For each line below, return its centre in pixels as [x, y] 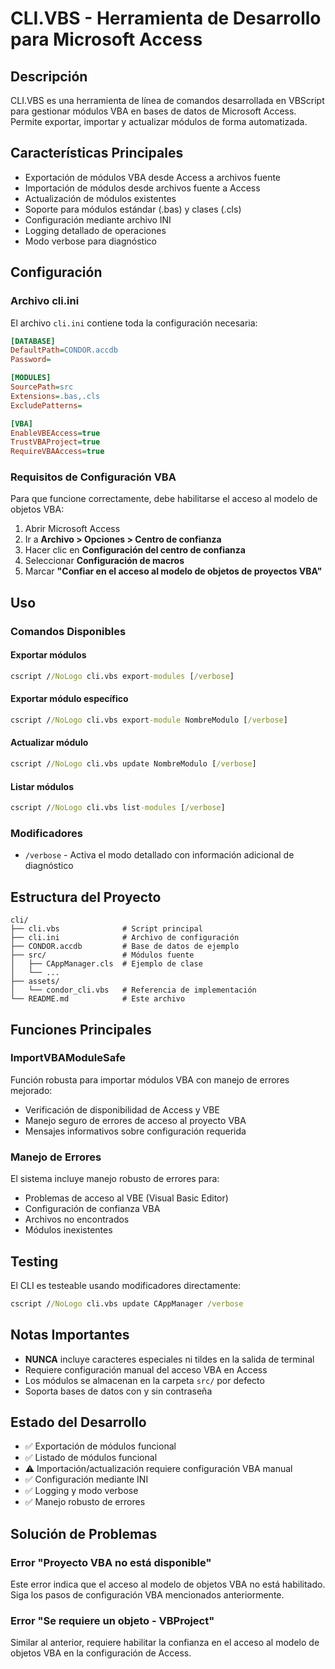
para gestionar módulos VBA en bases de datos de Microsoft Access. [153, 111]
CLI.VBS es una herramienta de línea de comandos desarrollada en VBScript [167, 100]
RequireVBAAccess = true [57, 452]
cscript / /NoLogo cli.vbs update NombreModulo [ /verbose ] [133, 764]
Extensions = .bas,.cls [55, 396]
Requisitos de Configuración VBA [93, 477]
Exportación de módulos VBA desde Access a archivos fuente [153, 177]
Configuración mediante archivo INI [98, 219]
